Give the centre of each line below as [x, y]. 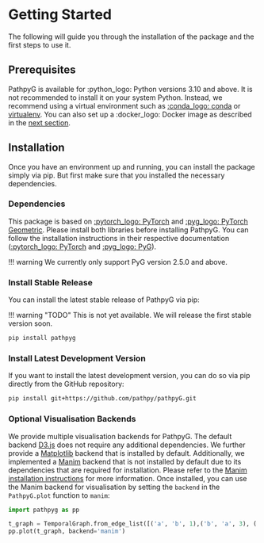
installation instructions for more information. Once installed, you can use [128, 478]
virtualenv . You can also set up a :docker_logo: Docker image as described [130, 114]
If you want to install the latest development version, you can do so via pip [129, 376]
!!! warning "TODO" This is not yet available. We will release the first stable [130, 315]
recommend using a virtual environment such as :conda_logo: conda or [124, 105]
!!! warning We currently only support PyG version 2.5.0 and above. [118, 262]
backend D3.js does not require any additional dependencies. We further [127, 445]
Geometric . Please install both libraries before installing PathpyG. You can [128, 229]
